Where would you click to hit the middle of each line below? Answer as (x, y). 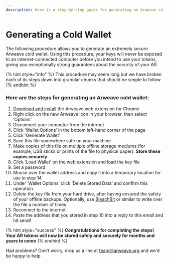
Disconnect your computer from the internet (58, 124)
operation (23, 188)
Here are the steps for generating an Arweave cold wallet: (77, 98)
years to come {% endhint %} (37, 240)
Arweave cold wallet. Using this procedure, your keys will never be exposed (84, 54)
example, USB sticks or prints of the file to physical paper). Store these (87, 151)
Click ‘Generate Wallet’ (36, 135)
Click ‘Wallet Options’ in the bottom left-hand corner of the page (79, 130)
